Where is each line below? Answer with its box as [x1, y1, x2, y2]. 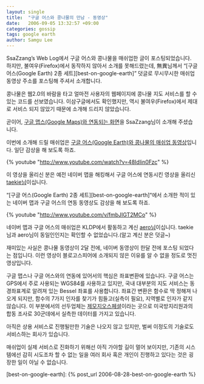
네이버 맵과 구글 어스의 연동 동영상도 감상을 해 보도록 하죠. [12, 199, 151, 206]
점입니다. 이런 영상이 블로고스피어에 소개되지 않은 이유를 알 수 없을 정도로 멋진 [12, 252, 197, 258]
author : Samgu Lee [6, 37, 53, 43]
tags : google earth [6, 32, 56, 38]
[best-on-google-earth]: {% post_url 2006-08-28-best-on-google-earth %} [6, 371, 196, 378]
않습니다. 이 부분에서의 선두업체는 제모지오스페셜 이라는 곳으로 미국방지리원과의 [6, 303, 193, 309]
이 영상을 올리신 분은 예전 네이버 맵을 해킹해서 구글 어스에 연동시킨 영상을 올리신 [6, 171, 196, 178]
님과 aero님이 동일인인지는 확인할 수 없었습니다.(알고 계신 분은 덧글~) [6, 231, 171, 238]
